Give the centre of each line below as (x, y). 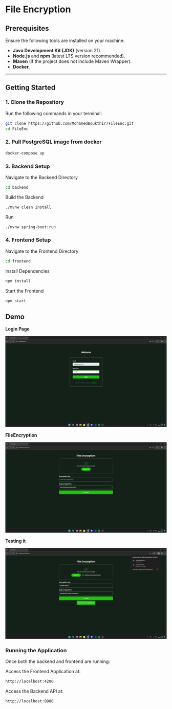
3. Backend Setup (28, 166)
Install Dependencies (27, 271)
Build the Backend (25, 197)
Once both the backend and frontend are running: (58, 661)
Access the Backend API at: (35, 691)
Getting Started (30, 88)
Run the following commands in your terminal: (54, 113)
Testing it (16, 541)
